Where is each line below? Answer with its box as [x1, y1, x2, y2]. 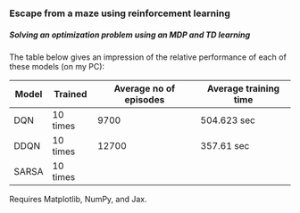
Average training [206, 82, 279, 94]
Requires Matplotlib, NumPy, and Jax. [9, 193, 147, 204]
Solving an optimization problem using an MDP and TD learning [9, 29, 251, 40]
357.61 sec [200, 139, 250, 152]
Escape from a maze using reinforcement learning [9, 7, 230, 20]
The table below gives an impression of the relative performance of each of [9, 52, 287, 62]
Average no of [113, 82, 176, 94]
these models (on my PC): [9, 61, 105, 71]
